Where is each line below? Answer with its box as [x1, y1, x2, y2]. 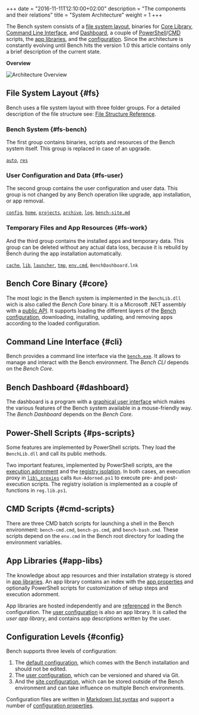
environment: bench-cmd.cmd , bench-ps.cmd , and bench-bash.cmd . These [6, 526, 179, 533]
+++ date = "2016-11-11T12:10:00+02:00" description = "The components [6, 5, 186, 12]
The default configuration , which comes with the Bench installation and [14, 659, 189, 666]
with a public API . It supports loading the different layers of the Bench [6, 307, 176, 314]
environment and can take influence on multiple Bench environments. [14, 684, 185, 691]
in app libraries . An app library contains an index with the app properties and [6, 578, 194, 585]
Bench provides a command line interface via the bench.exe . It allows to [6, 353, 181, 360]
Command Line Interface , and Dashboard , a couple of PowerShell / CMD [6, 29, 181, 36]
